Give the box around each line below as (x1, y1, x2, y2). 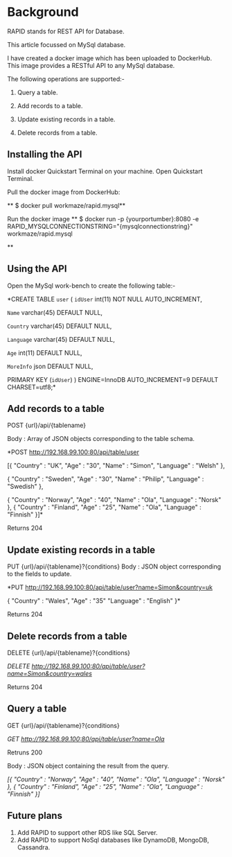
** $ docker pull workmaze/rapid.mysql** (7, 201, 126, 209)
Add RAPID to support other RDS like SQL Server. (17, 828, 158, 836)
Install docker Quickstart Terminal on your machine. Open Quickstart (7, 167, 203, 175)
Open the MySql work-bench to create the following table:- (7, 282, 176, 290)
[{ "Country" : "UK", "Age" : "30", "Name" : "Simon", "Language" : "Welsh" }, (7, 462, 225, 470)
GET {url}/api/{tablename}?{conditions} (7, 721, 120, 729)
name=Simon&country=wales (7, 670, 92, 677)
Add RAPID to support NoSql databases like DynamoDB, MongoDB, (17, 836, 209, 844)
